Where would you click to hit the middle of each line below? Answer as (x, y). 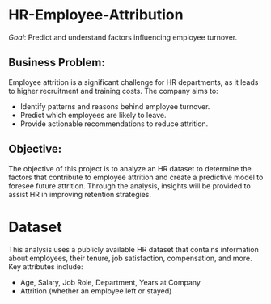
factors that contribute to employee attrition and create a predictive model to (136, 177)
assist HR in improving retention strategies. (80, 194)
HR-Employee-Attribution (96, 15)
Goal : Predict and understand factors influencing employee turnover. (123, 37)
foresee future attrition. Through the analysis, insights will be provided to (129, 186)
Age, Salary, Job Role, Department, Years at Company (110, 282)
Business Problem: (57, 63)
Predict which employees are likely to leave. (93, 115)
